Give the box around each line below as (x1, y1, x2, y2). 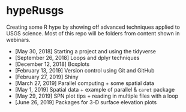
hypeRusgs (6, 4, 64, 17)
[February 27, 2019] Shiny (14, 73, 79, 80)
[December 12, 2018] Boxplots (14, 60, 90, 68)
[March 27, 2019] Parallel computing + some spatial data (14, 79, 155, 87)
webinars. (6, 36, 31, 43)
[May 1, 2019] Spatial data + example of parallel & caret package (14, 86, 175, 93)
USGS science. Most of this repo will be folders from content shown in (6, 29, 180, 37)
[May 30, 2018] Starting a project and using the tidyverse (14, 47, 157, 55)
